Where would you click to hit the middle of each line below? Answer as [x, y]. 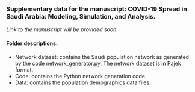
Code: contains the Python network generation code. [81, 76]
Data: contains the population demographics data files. [83, 82]
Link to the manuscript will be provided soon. [62, 29]
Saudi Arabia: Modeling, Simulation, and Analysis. [81, 16]
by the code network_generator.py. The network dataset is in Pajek [98, 63]
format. [24, 69]
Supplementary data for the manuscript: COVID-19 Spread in [97, 9]
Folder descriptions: [32, 43]
